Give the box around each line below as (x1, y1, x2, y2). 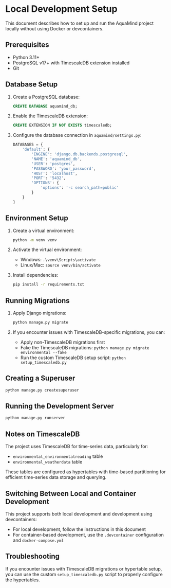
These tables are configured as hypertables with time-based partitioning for (5, 469, 166, 475)
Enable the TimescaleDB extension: (12, 113, 88, 119)
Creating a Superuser (5, 374, 75, 383)
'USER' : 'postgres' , (31, 161, 75, 166)
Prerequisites (5, 41, 49, 49)
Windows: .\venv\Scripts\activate (20, 257, 96, 263)
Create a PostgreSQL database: (12, 94, 80, 100)
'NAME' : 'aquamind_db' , (31, 156, 82, 162)
